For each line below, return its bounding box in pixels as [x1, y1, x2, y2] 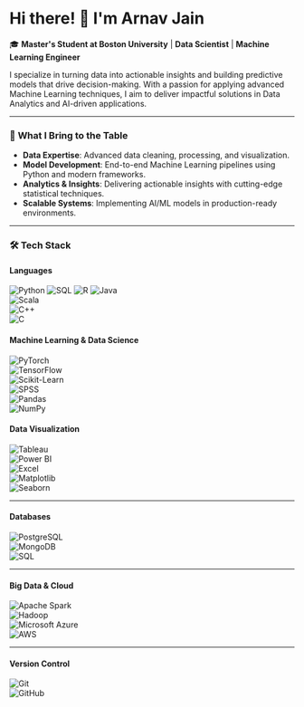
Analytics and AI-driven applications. [9, 98, 147, 109]
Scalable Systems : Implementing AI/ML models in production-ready [22, 198, 278, 209]
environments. [22, 207, 77, 218]
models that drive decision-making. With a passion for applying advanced [9, 79, 285, 90]
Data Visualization [9, 424, 80, 435]
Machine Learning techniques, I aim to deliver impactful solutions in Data [9, 88, 280, 99]
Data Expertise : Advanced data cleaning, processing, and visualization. [22, 149, 290, 161]
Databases [9, 511, 52, 522]
